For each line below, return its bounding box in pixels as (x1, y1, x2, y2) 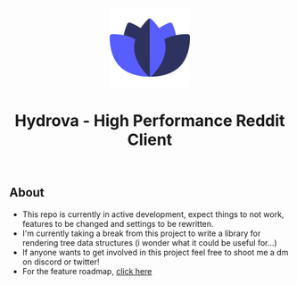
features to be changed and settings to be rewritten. (21, 218, 214, 229)
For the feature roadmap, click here (21, 265, 153, 276)
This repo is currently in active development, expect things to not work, (21, 208, 285, 220)
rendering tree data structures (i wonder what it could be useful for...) (21, 237, 278, 247)
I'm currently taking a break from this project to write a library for (21, 228, 261, 239)
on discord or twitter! (21, 256, 100, 267)
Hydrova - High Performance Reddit (14, 111, 285, 131)
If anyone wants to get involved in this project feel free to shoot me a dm (21, 247, 289, 257)
